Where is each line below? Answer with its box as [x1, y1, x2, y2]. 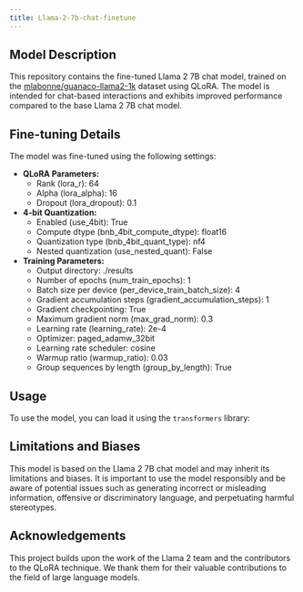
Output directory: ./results [35, 265, 134, 276]
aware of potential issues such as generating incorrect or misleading [9, 482, 267, 493]
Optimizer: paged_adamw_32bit [35, 333, 156, 344]
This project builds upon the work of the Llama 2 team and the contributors [9, 552, 291, 563]
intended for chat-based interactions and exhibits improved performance [9, 90, 283, 101]
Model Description [9, 47, 116, 63]
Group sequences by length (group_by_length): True [35, 362, 232, 373]
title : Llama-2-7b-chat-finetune [9, 13, 136, 23]
